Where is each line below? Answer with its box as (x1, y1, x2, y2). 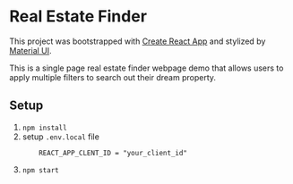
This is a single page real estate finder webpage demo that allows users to (9, 63, 284, 73)
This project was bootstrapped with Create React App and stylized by (9, 36, 266, 46)
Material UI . (9, 45, 52, 55)
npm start (22, 165, 60, 175)
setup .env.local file (22, 131, 100, 142)
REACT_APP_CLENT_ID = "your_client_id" (39, 148, 188, 157)
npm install (22, 123, 67, 132)
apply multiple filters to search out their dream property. (9, 71, 217, 82)
